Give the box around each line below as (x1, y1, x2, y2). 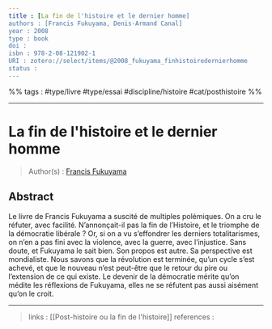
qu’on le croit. (8, 289, 54, 298)
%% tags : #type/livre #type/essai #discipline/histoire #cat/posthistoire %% (8, 86, 262, 96)
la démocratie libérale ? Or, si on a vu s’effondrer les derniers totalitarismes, (8, 228, 261, 238)
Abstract (8, 190, 54, 204)
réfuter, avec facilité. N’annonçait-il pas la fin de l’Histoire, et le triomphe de (8, 220, 260, 230)
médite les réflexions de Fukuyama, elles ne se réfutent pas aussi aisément (8, 280, 259, 289)
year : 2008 (8, 27, 49, 35)
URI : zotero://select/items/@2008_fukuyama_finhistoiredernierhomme (8, 57, 249, 65)
